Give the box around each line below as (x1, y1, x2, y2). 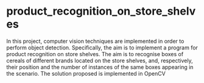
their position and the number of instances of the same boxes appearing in (6, 63, 194, 71)
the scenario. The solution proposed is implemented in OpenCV (6, 70, 166, 77)
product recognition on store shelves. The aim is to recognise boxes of (6, 50, 184, 57)
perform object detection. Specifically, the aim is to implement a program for (6, 44, 198, 51)
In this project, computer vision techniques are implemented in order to (6, 37, 185, 45)
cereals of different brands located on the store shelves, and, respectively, (6, 57, 193, 64)
